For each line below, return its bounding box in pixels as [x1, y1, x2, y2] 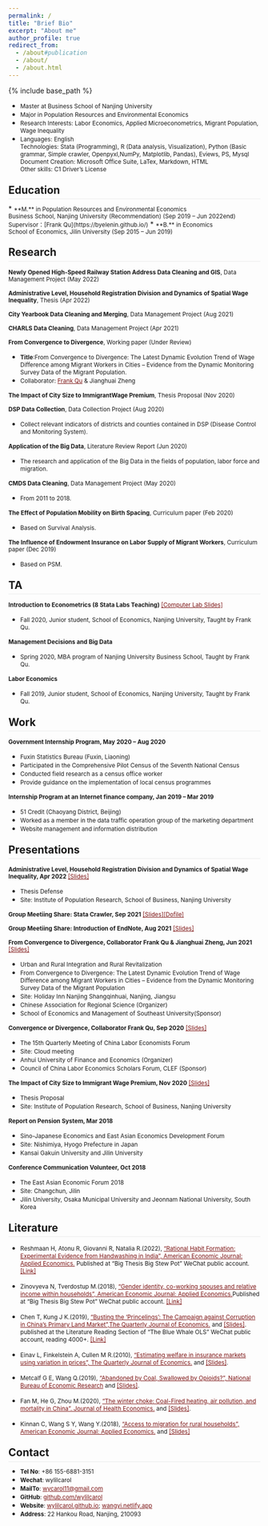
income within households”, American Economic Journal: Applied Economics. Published [19, 1290, 260, 1299]
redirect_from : [8, 42, 59, 50]
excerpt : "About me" [8, 26, 78, 34]
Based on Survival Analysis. [19, 523, 97, 532]
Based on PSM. [19, 560, 62, 568]
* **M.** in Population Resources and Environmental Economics [8, 204, 187, 214]
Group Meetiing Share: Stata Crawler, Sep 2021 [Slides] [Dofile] [8, 911, 184, 919]
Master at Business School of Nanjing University [19, 102, 153, 110]
